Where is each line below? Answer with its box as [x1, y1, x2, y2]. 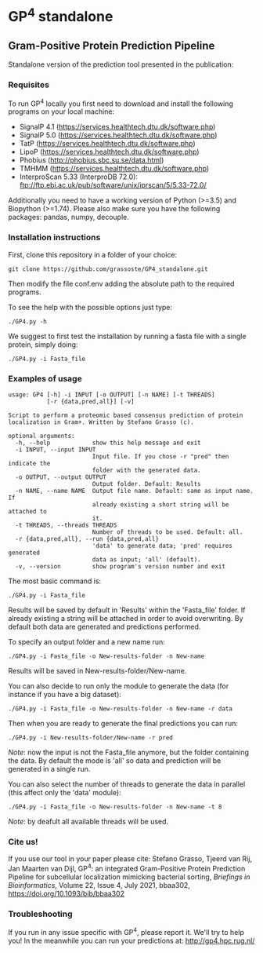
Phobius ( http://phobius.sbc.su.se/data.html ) [19, 155, 164, 165]
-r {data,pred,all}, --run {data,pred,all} [15, 535, 159, 542]
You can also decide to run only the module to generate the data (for [8, 681, 229, 691]
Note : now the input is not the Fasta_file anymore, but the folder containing [8, 747, 249, 757]
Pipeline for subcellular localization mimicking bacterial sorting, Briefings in [8, 872, 250, 882]
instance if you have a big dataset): [8, 689, 121, 699]
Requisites [8, 79, 49, 90]
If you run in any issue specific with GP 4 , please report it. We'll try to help [8, 926, 245, 937]
